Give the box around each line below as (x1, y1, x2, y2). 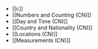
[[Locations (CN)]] (11, 30, 58, 38)
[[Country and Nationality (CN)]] (11, 24, 93, 31)
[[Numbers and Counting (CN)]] (11, 11, 92, 19)
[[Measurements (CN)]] (11, 37, 71, 44)
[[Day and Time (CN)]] (11, 18, 68, 24)
